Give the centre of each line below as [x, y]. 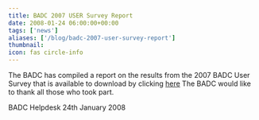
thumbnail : [26, 45]
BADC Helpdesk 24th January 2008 [67, 107]
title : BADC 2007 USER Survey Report [71, 15]
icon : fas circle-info [46, 52]
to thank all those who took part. [61, 92]
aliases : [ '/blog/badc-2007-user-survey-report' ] [92, 38]
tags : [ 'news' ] [33, 30]
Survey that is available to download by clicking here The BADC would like [130, 83]
